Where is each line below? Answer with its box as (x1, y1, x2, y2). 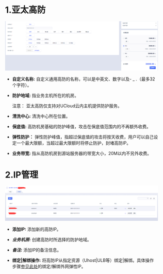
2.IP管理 (5, 169, 38, 180)
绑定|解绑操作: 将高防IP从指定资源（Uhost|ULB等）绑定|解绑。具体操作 (12, 257, 154, 263)
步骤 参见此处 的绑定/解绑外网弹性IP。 (12, 263, 86, 269)
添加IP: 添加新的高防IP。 (12, 226, 62, 232)
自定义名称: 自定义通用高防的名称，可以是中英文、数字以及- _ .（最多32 (12, 76, 155, 82)
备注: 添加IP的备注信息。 (12, 247, 62, 253)
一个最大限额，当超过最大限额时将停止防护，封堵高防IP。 (16, 140, 131, 146)
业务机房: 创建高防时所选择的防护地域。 (12, 236, 92, 242)
